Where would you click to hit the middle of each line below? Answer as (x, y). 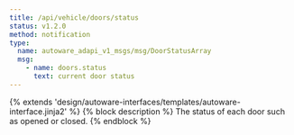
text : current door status (84, 76)
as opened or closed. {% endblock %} (80, 121)
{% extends (31, 102)
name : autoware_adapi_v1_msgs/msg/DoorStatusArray (115, 51)
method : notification (50, 34)
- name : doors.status (66, 68)
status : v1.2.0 (38, 26)
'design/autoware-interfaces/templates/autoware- (147, 102)
